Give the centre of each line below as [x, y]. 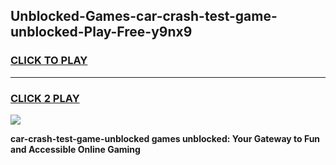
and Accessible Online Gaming [75, 149]
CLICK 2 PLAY [45, 98]
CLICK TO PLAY [49, 61]
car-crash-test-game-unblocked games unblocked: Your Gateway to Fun [165, 138]
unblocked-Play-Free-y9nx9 [101, 32]
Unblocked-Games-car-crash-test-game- [144, 16]
